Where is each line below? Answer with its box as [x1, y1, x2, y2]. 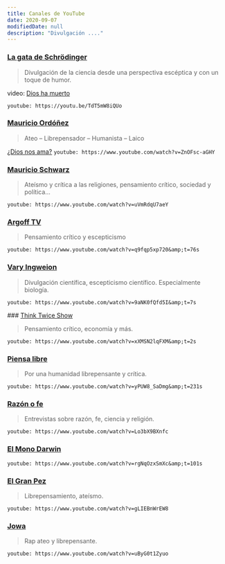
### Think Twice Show [7, 311, 73, 319]
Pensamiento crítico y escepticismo [24, 233, 126, 241]
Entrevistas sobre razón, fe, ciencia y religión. [24, 415, 154, 423]
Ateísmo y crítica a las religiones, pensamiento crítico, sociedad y [24, 181, 211, 189]
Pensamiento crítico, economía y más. [24, 324, 134, 333]
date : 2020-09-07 [7, 17, 57, 24]
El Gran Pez [7, 476, 46, 486]
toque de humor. [24, 76, 71, 84]
